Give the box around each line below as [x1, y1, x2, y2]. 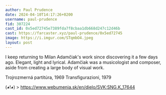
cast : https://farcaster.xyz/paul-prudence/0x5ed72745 [5, 31, 123, 36]
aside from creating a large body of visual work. [5, 64, 105, 70]
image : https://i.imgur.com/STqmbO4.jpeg [5, 36, 94, 41]
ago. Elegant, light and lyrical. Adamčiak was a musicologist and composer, [5, 59, 161, 65]
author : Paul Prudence [5, 7, 53, 13]
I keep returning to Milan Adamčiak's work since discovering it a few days [5, 54, 158, 60]
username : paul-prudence [5, 17, 57, 22]
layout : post [5, 40, 33, 45]
